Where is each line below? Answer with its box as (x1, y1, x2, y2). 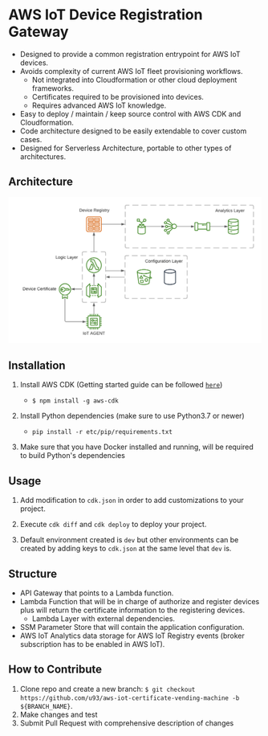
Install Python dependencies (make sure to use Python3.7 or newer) (19, 411, 245, 421)
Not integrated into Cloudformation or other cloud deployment (31, 75, 238, 84)
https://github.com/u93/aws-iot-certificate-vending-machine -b (19, 693, 240, 702)
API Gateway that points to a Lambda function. (19, 588, 174, 598)
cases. (19, 134, 43, 144)
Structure (8, 566, 58, 580)
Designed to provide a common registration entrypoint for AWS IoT (19, 49, 241, 59)
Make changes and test (19, 709, 98, 719)
